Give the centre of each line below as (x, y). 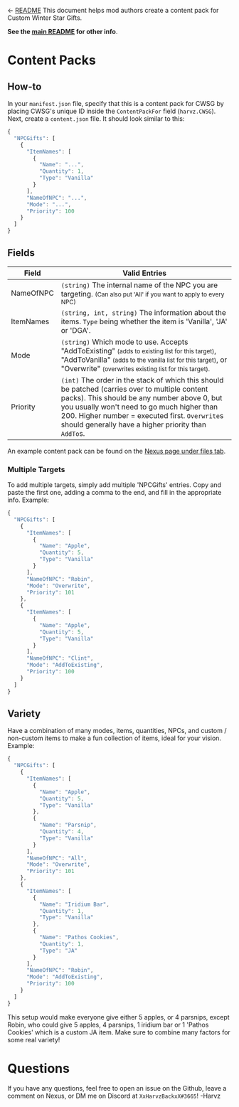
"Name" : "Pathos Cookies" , (79, 938)
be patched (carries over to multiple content (134, 389)
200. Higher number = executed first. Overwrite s (142, 415)
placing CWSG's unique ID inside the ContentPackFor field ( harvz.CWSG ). (112, 111)
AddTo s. (73, 433)
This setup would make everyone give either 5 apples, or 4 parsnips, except (118, 1017)
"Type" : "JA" (58, 951)
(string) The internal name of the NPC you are (139, 285)
